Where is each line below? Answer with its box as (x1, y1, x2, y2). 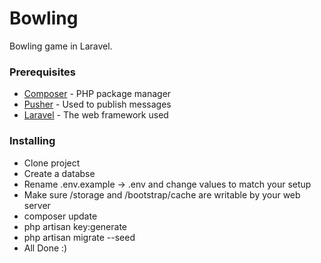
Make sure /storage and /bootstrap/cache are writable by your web (23, 188, 301, 201)
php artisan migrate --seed (23, 231, 136, 243)
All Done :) (23, 242, 68, 254)
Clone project (23, 157, 81, 169)
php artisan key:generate (23, 220, 128, 232)
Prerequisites (9, 65, 76, 79)
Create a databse (23, 167, 96, 179)
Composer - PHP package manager (23, 88, 172, 100)
